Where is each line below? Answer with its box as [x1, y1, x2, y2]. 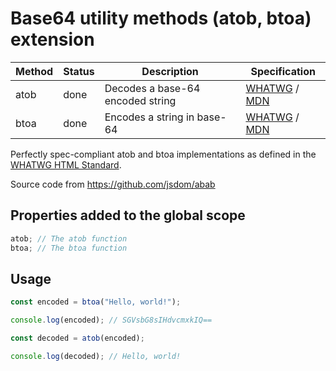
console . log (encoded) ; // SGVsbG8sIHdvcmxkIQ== [10, 315, 213, 326]
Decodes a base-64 [104, 81, 201, 95]
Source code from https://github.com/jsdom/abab [10, 178, 216, 190]
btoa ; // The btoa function [10, 243, 128, 253]
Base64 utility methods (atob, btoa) [10, 7, 312, 30]
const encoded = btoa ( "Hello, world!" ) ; [10, 297, 182, 307]
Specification [250, 64, 316, 78]
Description [141, 64, 199, 78]
